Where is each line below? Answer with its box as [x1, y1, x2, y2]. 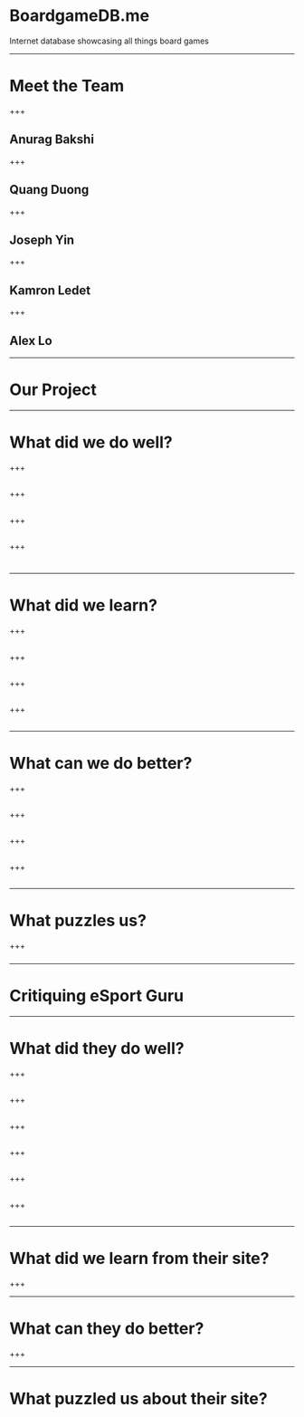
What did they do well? [9, 1039, 185, 1059]
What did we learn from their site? [9, 1249, 270, 1269]
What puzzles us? [9, 911, 147, 931]
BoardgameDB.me [9, 5, 150, 26]
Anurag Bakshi [9, 132, 95, 148]
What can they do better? [9, 1318, 204, 1339]
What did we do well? [9, 432, 174, 453]
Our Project [9, 379, 98, 400]
